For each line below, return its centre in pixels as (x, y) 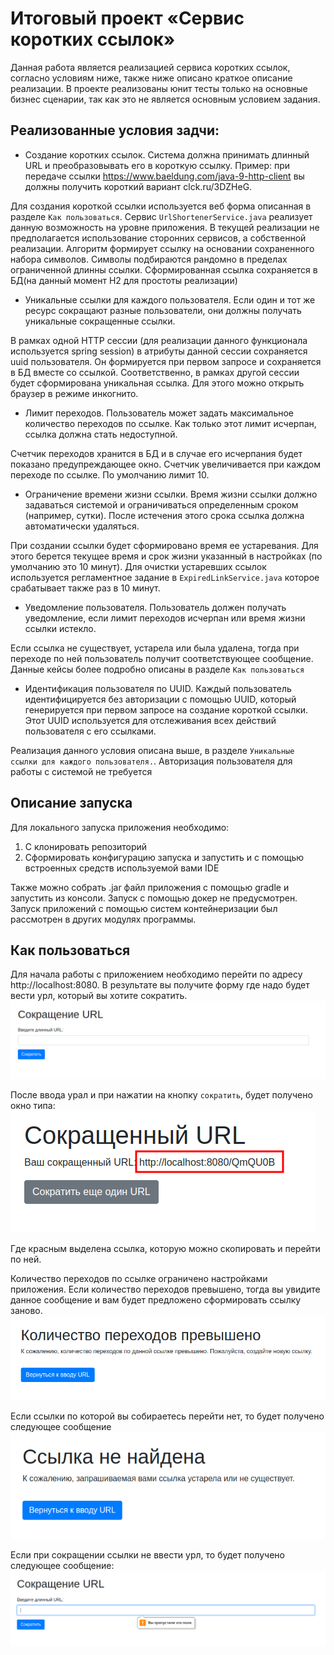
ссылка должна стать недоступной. (101, 434)
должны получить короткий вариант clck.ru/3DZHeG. (138, 186)
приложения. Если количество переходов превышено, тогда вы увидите (165, 1289)
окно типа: (33, 1106)
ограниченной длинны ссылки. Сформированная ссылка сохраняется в (164, 269)
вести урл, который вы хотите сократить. (99, 996)
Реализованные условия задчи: (115, 130)
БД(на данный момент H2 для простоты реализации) (124, 280)
